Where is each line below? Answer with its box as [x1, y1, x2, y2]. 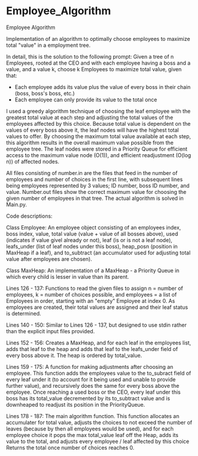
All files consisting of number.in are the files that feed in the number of [6, 169, 178, 176]
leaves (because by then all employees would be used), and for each [6, 425, 174, 432]
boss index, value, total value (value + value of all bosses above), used [6, 230, 178, 237]
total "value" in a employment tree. [6, 42, 90, 49]
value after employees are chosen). [6, 255, 93, 262]
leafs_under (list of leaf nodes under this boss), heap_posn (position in [6, 243, 178, 250]
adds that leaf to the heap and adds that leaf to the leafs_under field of [6, 345, 178, 352]
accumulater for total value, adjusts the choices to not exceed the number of [6, 419, 193, 426]
